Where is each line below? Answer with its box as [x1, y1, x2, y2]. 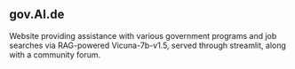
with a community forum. [9, 49, 100, 60]
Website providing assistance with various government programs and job [9, 30, 277, 41]
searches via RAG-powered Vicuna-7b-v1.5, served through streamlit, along [9, 40, 287, 50]
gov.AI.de [9, 7, 65, 22]
